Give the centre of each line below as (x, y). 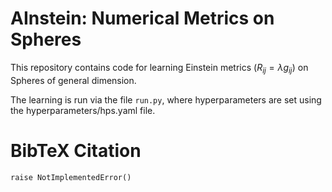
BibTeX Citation (76, 150)
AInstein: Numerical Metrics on (142, 18)
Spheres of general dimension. (73, 80)
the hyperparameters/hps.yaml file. (83, 110)
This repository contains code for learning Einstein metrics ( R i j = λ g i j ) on (159, 68)
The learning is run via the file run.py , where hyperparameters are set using (166, 99)
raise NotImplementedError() (71, 177)
